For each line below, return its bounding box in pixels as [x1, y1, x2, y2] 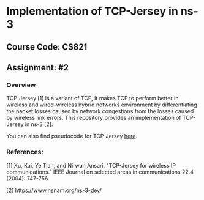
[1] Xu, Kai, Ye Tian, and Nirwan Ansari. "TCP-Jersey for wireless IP [6, 161, 176, 169]
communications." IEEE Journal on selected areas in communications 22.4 [6, 168, 194, 176]
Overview [6, 81, 36, 89]
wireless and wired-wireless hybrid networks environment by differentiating [6, 101, 197, 108]
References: [6, 148, 44, 157]
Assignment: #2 [6, 62, 69, 73]
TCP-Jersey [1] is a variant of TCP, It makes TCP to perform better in [6, 95, 179, 102]
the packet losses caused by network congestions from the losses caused [6, 108, 194, 115]
